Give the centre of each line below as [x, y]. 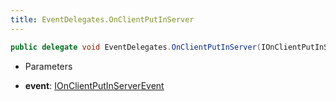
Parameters [48, 66]
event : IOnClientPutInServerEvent [94, 85]
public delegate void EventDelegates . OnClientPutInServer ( [136, 47]
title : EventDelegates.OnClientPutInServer [102, 19]
